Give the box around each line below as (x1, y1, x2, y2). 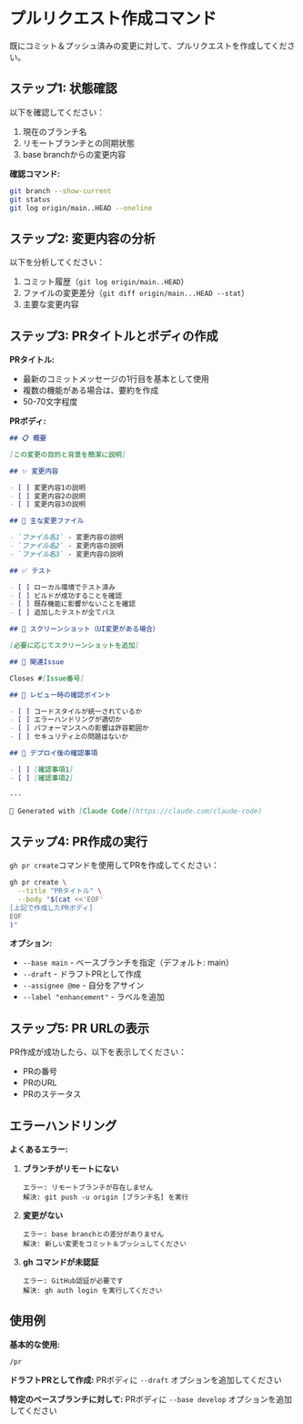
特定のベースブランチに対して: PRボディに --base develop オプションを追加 (9, 1393, 293, 1404)
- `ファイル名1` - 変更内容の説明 (9, 533, 124, 542)
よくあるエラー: (9, 1144, 68, 1155)
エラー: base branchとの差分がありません (22, 1230, 164, 1239)
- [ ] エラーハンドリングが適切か (9, 715, 123, 724)
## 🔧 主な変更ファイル (9, 517, 85, 526)
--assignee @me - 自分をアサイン (22, 980, 145, 991)
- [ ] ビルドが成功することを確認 (9, 591, 123, 600)
